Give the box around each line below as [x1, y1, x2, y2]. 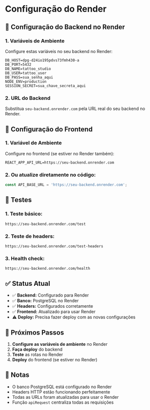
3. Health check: [5, 255, 45, 261]
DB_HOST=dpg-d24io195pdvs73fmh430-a [5, 57, 79, 63]
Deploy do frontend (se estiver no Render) [12, 356, 97, 362]
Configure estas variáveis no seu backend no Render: [5, 48, 113, 54]
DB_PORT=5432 [5, 62, 32, 67]
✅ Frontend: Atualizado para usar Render [12, 309, 96, 315]
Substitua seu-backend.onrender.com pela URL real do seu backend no [5, 106, 145, 112]
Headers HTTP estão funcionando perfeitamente [12, 389, 111, 395]
